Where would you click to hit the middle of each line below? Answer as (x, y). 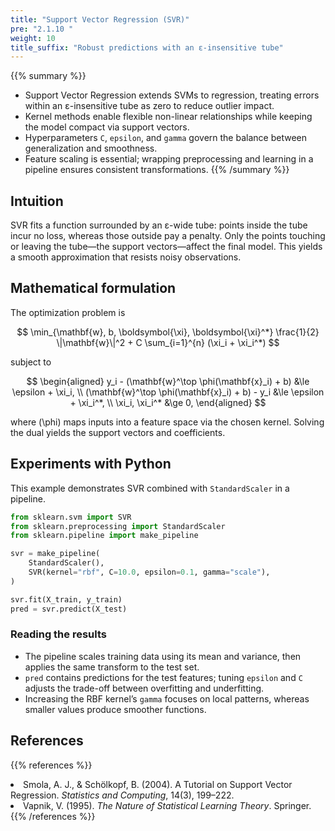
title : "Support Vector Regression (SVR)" (100, 19)
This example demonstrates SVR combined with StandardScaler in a (150, 488)
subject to (31, 362)
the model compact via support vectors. (107, 127)
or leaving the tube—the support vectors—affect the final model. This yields (166, 247)
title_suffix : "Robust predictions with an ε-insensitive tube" (147, 47)
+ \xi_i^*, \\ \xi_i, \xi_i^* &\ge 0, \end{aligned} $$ (168, 402)
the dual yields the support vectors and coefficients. (118, 432)
